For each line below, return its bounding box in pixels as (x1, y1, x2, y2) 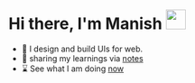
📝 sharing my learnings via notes (21, 52, 144, 63)
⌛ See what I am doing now (21, 63, 125, 74)
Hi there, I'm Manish (8, 14, 163, 34)
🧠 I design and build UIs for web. (21, 43, 144, 54)
